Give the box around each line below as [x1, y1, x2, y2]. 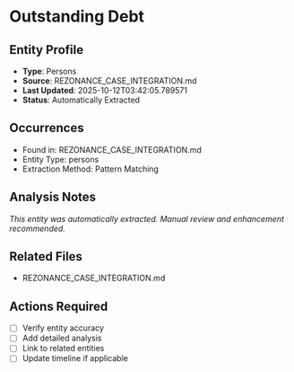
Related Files [9, 249, 83, 264]
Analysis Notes [9, 190, 97, 205]
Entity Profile [9, 42, 83, 58]
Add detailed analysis [22, 332, 102, 343]
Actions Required [9, 298, 108, 314]
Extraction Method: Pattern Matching [22, 164, 160, 174]
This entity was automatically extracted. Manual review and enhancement [9, 213, 285, 224]
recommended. [9, 223, 65, 234]
